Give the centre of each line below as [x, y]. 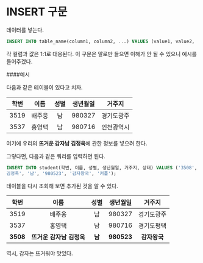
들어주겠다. [20, 61]
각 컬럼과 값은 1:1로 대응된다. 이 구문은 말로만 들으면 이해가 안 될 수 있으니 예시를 [101, 54]
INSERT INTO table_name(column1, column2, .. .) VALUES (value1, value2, [101, 41]
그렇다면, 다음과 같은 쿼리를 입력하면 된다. [56, 156]
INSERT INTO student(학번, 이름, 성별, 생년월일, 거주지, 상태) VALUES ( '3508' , [102, 167]
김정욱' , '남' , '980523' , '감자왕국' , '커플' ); [62, 174]
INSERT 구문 [37, 12]
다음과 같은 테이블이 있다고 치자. [45, 87]
